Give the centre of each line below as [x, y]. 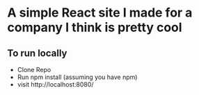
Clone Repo [34, 70]
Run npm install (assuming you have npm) [77, 77]
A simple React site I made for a [100, 13]
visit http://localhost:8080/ [55, 84]
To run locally [37, 53]
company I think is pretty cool [95, 27]
